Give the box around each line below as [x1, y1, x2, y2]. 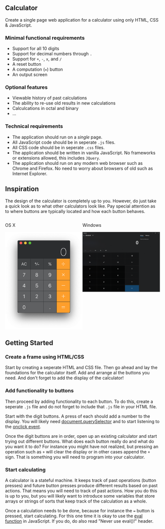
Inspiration [5, 185, 39, 193]
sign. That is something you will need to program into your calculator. [5, 454, 145, 460]
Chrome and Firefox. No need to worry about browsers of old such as [12, 165, 153, 171]
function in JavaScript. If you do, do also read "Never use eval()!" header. [5, 518, 154, 524]
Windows [82, 222, 102, 228]
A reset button [12, 61, 42, 67]
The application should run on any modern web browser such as [12, 160, 143, 166]
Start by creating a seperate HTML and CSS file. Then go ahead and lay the [5, 365, 158, 370]
